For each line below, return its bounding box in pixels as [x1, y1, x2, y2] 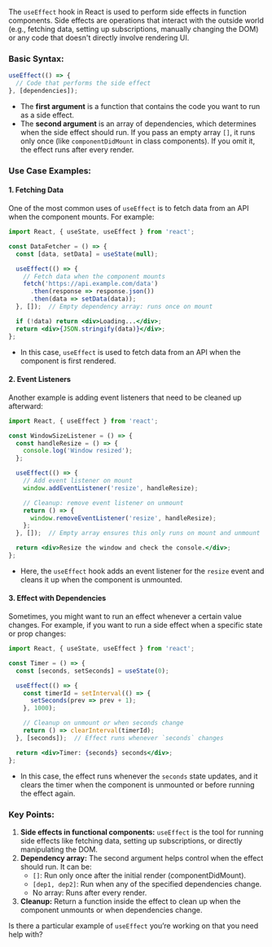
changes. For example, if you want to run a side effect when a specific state [8, 620, 263, 630]
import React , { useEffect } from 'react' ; [8, 417, 159, 425]
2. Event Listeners [8, 375, 72, 384]
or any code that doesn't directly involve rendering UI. [8, 33, 190, 42]
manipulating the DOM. [20, 844, 98, 854]
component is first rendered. [20, 356, 116, 366]
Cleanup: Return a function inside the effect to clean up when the [20, 896, 241, 906]
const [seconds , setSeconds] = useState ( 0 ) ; [15, 667, 169, 675]
